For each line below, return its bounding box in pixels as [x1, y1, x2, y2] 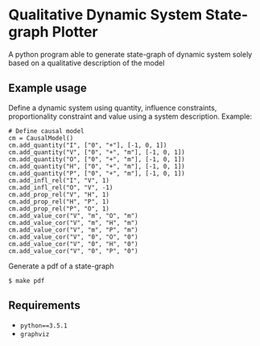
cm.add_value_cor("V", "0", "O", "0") [8, 232, 138, 241]
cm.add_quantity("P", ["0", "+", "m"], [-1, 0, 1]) [8, 169, 185, 177]
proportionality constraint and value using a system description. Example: [8, 111, 252, 121]
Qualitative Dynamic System [8, 6, 203, 24]
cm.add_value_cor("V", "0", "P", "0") [8, 247, 138, 255]
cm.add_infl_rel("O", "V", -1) [8, 183, 113, 191]
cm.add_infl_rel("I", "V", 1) [8, 176, 110, 185]
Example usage [8, 81, 87, 95]
